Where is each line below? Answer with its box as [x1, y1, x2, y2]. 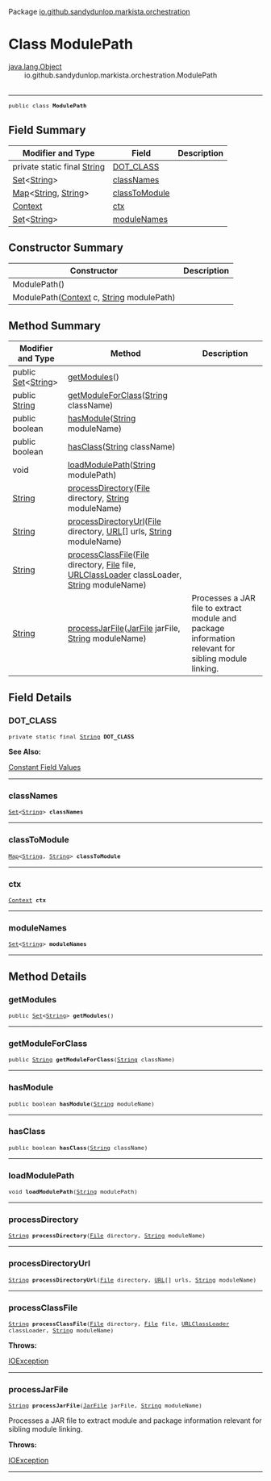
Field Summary [8, 123, 86, 137]
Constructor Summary [8, 241, 123, 255]
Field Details [8, 690, 73, 705]
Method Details [8, 969, 87, 983]
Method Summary [8, 319, 101, 333]
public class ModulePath [8, 102, 87, 110]
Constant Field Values [8, 763, 81, 772]
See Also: [8, 747, 42, 757]
